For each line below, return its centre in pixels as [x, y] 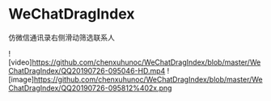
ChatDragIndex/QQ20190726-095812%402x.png [90, 88]
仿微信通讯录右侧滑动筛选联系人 [61, 37]
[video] [20, 62]
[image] [21, 79]
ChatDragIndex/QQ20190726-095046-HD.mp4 [87, 70]
